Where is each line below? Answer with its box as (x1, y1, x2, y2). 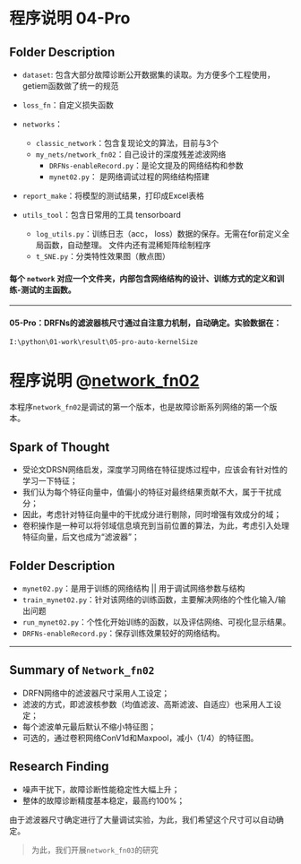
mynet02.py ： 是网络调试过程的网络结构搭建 (48, 171, 210, 182)
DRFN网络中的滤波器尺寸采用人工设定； (21, 687, 170, 698)
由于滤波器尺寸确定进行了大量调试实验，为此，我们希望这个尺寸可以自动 (9, 814, 276, 825)
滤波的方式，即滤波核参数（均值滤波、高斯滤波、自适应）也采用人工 (21, 698, 274, 709)
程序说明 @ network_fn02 (9, 370, 200, 391)
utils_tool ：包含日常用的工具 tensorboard (21, 210, 182, 220)
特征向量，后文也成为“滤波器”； (21, 531, 141, 542)
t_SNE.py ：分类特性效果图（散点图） (35, 251, 170, 261)
